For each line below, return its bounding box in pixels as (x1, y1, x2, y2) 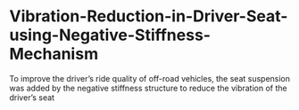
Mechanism (9, 44, 99, 64)
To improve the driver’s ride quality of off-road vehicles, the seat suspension (9, 73, 291, 83)
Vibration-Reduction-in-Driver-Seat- (9, 6, 288, 27)
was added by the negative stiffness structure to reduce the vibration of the (9, 82, 287, 93)
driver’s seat (9, 91, 55, 103)
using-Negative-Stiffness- (9, 25, 212, 45)
